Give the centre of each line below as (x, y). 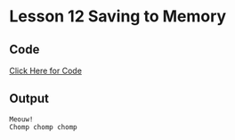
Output (29, 99)
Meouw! (21, 119)
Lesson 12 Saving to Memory (118, 16)
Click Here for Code (46, 70)
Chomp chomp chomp (43, 127)
